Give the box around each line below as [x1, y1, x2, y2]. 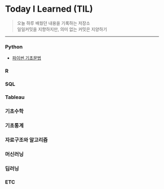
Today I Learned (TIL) [5, 3, 93, 15]
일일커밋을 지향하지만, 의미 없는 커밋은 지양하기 [17, 26, 107, 32]
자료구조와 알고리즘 [5, 136, 48, 143]
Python [5, 43, 23, 50]
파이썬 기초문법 [12, 55, 41, 61]
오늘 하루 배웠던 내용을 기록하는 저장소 [17, 20, 90, 26]
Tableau [5, 94, 25, 101]
